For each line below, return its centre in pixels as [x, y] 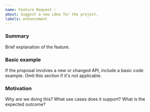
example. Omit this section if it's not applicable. [53, 75]
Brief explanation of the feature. [38, 47]
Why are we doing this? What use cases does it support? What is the [75, 99]
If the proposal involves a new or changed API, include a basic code [74, 70]
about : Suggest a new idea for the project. [52, 14]
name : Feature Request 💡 [31, 10]
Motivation [19, 88]
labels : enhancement [26, 19]
